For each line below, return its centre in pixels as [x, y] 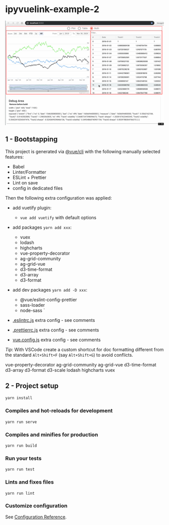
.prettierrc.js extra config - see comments [56, 330]
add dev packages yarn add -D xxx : [50, 290]
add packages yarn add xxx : [42, 227]
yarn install [19, 398]
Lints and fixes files [30, 482]
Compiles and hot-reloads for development [59, 411]
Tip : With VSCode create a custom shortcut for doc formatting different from [84, 349]
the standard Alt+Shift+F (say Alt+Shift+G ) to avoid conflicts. [69, 355]
